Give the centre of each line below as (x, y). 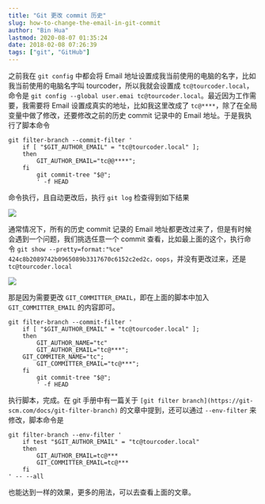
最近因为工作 (229, 95)
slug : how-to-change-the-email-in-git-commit (84, 23)
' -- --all (26, 476)
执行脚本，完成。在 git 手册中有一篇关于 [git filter (94, 400)
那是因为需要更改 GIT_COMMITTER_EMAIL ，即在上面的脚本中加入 (109, 297)
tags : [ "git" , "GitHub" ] (49, 52)
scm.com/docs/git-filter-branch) (63, 411)
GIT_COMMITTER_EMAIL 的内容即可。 (64, 307)
